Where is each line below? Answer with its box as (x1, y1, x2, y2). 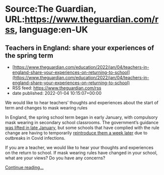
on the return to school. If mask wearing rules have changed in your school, (5, 150, 158, 155)
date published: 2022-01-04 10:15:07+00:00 (12, 90, 102, 96)
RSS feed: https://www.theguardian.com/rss (12, 85, 101, 91)
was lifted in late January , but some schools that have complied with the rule (5, 125, 160, 131)
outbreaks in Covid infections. (5, 135, 66, 141)
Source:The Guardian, (5, 3, 96, 15)
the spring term (5, 51, 53, 60)
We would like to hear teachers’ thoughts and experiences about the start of (5, 100, 159, 106)
